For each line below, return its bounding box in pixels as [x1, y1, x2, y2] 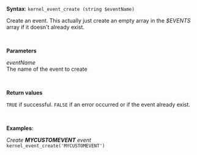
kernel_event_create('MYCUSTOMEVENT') [6, 143, 105, 149]
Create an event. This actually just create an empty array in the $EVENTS [6, 17, 191, 24]
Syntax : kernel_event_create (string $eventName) [6, 5, 135, 12]
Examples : [6, 124, 34, 132]
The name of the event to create [6, 65, 87, 73]
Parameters [6, 47, 37, 54]
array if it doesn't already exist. [6, 24, 84, 31]
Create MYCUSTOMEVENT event [6, 137, 92, 143]
